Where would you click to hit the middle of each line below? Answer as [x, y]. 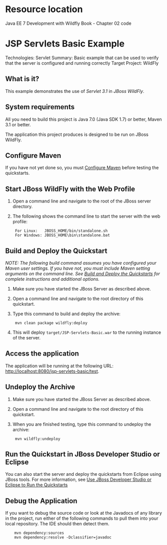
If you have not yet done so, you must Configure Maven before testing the [82, 168]
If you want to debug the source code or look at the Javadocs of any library [84, 513]
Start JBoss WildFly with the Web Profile [70, 189]
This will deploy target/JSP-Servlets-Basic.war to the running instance [87, 332]
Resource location [44, 9]
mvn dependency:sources [39, 533]
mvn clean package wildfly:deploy [51, 323]
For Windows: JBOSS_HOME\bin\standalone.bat [62, 235]
